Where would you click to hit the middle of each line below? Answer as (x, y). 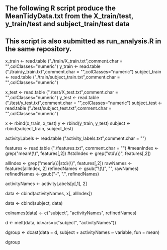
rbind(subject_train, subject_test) (39, 129)
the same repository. (38, 49)
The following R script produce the (60, 8)
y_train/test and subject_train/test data (67, 24)
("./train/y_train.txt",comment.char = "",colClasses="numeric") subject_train (83, 72)
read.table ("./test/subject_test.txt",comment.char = (58, 108)
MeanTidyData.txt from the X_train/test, (69, 16)
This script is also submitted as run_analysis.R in (83, 41)
